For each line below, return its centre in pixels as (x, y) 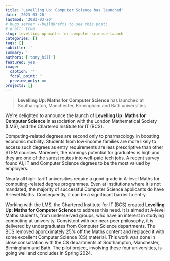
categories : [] (21, 39)
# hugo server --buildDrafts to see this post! (57, 24)
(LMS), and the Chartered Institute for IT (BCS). (55, 126)
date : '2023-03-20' (26, 15)
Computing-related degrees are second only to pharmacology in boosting (82, 136)
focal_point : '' (27, 76)
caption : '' (23, 72)
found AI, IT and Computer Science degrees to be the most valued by (78, 163)
